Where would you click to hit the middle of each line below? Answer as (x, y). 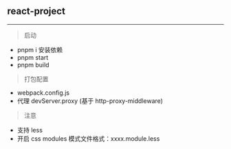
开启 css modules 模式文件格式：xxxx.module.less (88, 138)
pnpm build (33, 65)
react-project (36, 11)
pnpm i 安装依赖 (40, 49)
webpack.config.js (43, 93)
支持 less (30, 130)
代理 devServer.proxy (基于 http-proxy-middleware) (90, 101)
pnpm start (33, 57)
